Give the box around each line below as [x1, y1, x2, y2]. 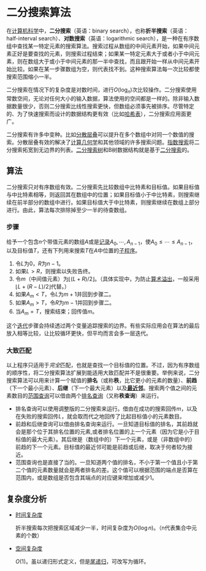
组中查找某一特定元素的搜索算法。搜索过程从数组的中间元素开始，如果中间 [6, 42, 194, 50]
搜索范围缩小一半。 [6, 73, 55, 80]
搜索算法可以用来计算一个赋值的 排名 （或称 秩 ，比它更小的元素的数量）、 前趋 [6, 377, 197, 384]
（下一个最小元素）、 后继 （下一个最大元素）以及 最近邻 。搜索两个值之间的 [6, 384, 192, 392]
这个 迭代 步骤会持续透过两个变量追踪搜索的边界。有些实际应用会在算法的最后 [6, 322, 200, 330]
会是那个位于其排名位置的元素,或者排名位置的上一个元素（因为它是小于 [15, 428, 194, 436]
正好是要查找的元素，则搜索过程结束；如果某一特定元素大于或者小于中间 [11, 50, 194, 57]
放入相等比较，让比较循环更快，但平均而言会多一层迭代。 [6, 330, 151, 337]
